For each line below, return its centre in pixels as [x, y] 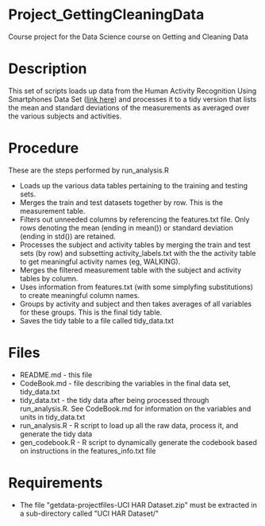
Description [48, 69]
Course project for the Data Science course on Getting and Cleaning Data [128, 37]
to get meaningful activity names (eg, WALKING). [100, 261]
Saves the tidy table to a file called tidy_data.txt [97, 320]
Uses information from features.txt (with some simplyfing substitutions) [136, 287]
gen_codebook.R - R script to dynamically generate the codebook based [138, 442]
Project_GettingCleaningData [106, 15]
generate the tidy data [56, 434]
